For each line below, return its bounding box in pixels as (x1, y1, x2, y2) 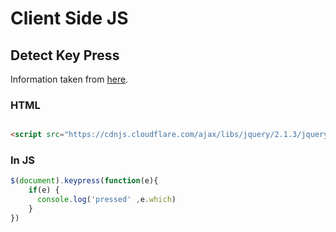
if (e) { (28, 185, 60, 196)
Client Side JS (10, 7, 129, 30)
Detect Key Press (10, 47, 120, 64)
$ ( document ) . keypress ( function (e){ (10, 176, 159, 186)
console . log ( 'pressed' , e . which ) (36, 195, 177, 205)
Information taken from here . (10, 73, 129, 85)
